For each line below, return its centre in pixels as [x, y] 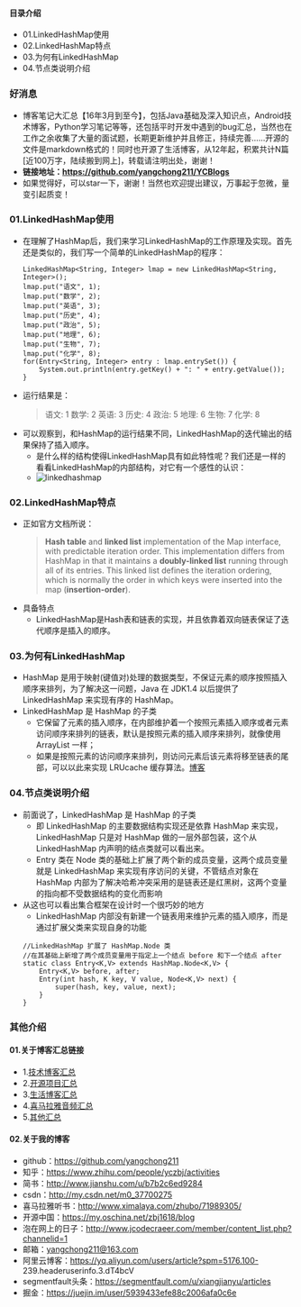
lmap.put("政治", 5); [62, 325]
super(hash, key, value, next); [116, 987]
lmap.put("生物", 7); [62, 344]
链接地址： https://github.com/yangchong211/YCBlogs [126, 171]
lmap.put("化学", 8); [62, 354]
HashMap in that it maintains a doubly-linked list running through [166, 561]
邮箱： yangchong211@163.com [80, 1249]
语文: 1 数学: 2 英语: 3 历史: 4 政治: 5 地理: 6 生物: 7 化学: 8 [152, 414]
